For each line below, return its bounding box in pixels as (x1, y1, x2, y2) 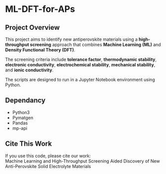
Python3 (12, 109, 30, 115)
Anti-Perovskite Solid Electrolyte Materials (5, 163, 91, 169)
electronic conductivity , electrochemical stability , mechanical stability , (5, 62, 156, 67)
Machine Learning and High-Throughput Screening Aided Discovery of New (5, 158, 160, 164)
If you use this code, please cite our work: (5, 153, 91, 159)
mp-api (12, 125, 27, 131)
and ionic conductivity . (5, 67, 54, 73)
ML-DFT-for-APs (5, 3, 75, 15)
